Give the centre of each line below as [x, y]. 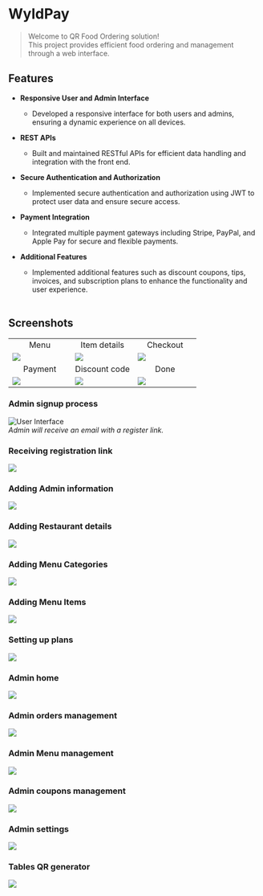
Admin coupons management [67, 791]
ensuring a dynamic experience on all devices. [109, 122]
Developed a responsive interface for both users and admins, [133, 113]
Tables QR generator [49, 867]
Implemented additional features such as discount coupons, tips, [139, 272]
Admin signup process [53, 404]
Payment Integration [55, 217]
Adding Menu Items [47, 602]
